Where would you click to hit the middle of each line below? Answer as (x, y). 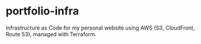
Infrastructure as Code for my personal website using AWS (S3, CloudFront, (100, 28)
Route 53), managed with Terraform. (51, 34)
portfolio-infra (43, 11)
